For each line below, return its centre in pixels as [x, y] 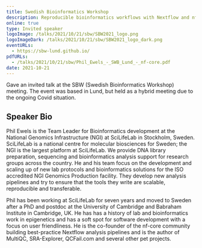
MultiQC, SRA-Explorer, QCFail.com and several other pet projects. [89, 239]
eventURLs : [20, 46]
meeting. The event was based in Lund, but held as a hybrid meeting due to [100, 91]
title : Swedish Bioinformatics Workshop [58, 12]
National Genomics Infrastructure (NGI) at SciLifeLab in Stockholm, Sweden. [101, 138]
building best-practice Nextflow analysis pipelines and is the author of [93, 232]
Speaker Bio [29, 116]
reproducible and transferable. [44, 189]
